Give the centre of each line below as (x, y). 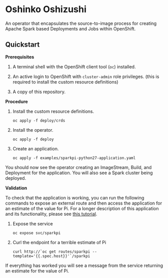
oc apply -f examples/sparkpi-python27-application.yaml (74, 158)
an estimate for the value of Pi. (37, 271)
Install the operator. (33, 130)
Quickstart (23, 45)
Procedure (16, 101)
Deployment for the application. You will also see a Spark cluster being (79, 173)
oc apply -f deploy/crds (39, 121)
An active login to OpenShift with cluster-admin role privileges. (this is (86, 76)
